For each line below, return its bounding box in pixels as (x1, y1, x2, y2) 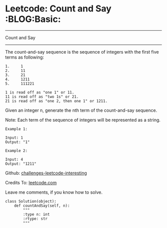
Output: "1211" (5, 161, 37, 166)
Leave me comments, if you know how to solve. (5, 189, 103, 195)
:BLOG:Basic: (5, 13, 61, 25)
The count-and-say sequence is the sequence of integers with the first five (5, 49, 159, 55)
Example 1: (5, 126, 28, 132)
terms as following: (5, 54, 44, 60)
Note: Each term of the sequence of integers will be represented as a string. (5, 117, 161, 123)
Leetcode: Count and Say (5, 3, 112, 14)
